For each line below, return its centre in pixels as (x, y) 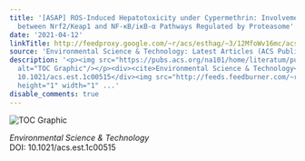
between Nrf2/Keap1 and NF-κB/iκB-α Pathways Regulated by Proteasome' (156, 26)
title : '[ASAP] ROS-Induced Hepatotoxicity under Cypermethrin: (133, 18)
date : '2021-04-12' (46, 35)
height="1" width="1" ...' (69, 86)
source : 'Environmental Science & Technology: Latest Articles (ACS (142, 52)
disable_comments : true (54, 94)
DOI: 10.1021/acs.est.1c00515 (63, 147)
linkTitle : (30, 43)
